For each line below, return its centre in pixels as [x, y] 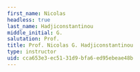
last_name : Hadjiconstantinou [50, 26]
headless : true [29, 20]
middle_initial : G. [35, 33]
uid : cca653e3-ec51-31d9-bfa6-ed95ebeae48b [70, 58]
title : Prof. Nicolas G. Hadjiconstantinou [70, 45]
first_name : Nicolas [37, 13]
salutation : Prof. [33, 39]
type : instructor [32, 52]
